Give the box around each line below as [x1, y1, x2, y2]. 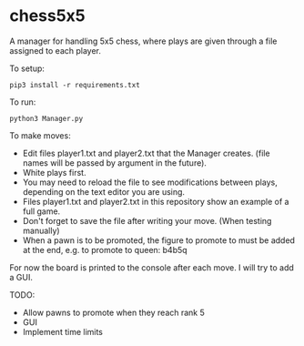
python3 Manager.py [9, 114, 84, 123]
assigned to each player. [9, 45, 102, 56]
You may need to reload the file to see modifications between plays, [22, 177, 278, 188]
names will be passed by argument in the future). [22, 157, 208, 168]
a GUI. [9, 271, 34, 282]
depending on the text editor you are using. [22, 186, 185, 197]
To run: [9, 97, 36, 107]
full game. [22, 206, 61, 217]
